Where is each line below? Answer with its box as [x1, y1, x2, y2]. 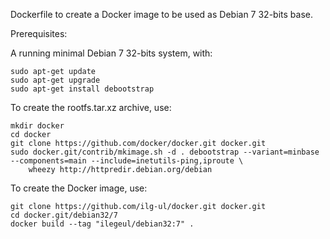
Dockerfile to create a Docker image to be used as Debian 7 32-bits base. [10, 9, 313, 20]
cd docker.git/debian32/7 [10, 210, 118, 220]
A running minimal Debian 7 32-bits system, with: [10, 47, 213, 59]
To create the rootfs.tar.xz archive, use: [10, 102, 172, 113]
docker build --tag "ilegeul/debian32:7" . [10, 219, 195, 229]
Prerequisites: [10, 28, 68, 39]
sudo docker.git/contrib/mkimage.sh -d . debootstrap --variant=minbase [10, 147, 320, 157]
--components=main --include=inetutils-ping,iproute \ [10, 156, 244, 166]
